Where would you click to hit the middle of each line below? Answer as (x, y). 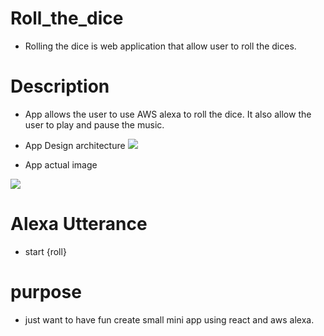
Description (60, 86)
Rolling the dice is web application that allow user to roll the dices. (160, 46)
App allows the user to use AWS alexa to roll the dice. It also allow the (168, 114)
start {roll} (45, 251)
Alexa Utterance (79, 224)
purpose (46, 292)
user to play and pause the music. (94, 124)
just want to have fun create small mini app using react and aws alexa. (169, 319)
